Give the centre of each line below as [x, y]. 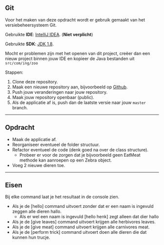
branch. [20, 107]
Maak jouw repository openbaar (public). [53, 97]
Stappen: [14, 72]
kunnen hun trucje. [31, 237]
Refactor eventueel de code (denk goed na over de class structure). [80, 150]
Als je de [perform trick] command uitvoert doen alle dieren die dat [79, 232]
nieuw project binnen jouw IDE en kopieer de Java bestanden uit [70, 59]
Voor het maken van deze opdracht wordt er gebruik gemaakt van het [75, 20]
